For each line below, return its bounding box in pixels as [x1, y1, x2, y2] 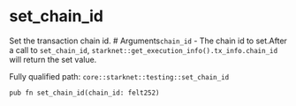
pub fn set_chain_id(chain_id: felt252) [9, 88, 161, 97]
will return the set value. [9, 54, 97, 64]
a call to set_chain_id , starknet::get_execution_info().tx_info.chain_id [9, 44, 278, 55]
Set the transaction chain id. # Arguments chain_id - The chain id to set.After [9, 35, 287, 46]
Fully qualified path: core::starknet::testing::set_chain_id [9, 71, 230, 81]
